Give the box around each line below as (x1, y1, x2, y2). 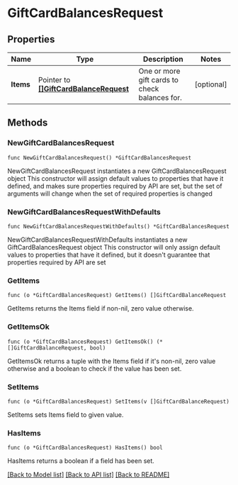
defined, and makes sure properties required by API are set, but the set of (7, 182, 223, 190)
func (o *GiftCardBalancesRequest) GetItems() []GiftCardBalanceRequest (7, 292, 227, 299)
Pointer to (38, 75, 71, 84)
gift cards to (138, 75, 179, 84)
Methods (7, 117, 48, 129)
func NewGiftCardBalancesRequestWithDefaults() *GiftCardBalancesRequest (7, 223, 230, 230)
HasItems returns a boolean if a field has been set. (7, 457, 154, 465)
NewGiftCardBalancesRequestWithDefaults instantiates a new (7, 235, 188, 244)
